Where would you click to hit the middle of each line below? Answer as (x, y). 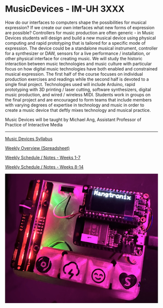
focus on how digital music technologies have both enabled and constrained (81, 68)
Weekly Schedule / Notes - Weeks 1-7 (43, 157)
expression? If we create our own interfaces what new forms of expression (80, 27)
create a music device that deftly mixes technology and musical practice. (78, 110)
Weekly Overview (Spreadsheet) (37, 148)
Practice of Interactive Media (34, 124)
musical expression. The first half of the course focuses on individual (74, 74)
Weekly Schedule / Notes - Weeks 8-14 (44, 167)
